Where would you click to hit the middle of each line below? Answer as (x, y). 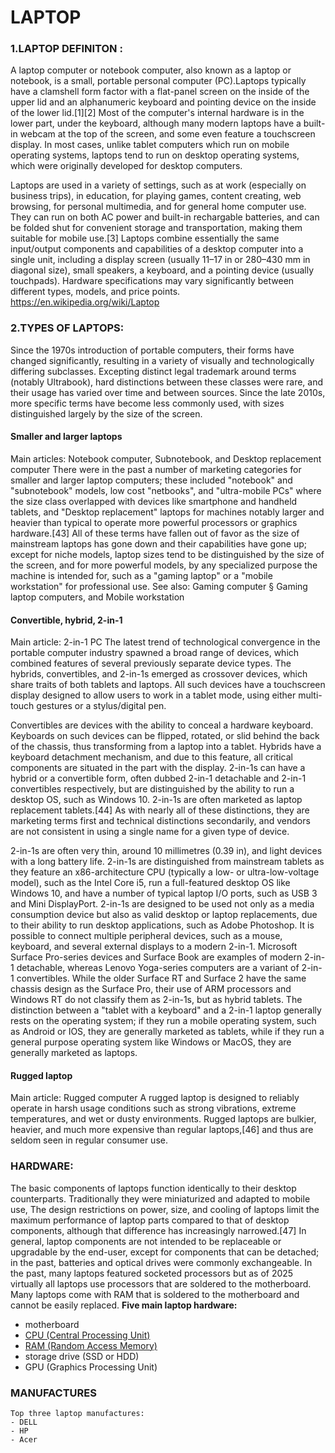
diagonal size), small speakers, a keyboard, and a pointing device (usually (162, 270)
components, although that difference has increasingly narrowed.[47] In (158, 1230)
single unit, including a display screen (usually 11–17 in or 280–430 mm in (160, 260)
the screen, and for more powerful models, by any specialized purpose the (164, 565)
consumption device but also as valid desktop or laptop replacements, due (164, 915)
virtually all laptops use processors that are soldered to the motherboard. (161, 1283)
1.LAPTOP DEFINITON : (66, 49)
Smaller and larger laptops (66, 437)
